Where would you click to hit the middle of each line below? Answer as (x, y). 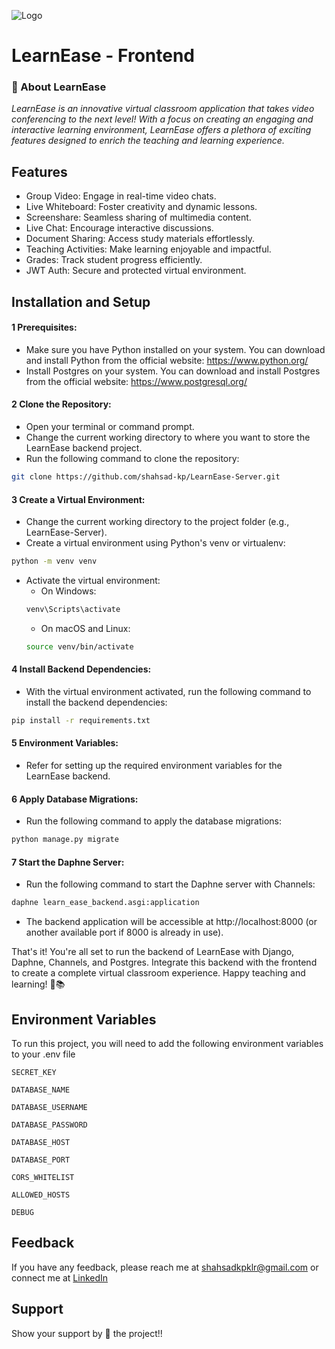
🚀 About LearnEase (59, 87)
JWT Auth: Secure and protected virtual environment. (136, 271)
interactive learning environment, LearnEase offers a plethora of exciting (161, 130)
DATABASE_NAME (41, 1090)
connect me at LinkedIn (60, 1277)
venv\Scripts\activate (73, 610)
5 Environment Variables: (65, 743)
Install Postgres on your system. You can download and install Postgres (173, 371)
